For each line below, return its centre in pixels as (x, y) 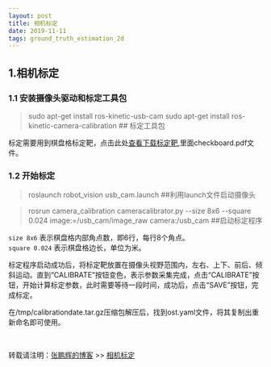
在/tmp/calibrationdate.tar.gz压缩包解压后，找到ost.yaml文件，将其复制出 (130, 312)
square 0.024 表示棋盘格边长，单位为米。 (77, 248)
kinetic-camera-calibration (72, 125)
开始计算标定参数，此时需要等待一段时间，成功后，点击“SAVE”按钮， (137, 285)
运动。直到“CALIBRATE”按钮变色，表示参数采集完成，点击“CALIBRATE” (133, 275)
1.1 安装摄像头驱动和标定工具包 (68, 98)
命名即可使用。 (40, 323)
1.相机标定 (34, 73)
